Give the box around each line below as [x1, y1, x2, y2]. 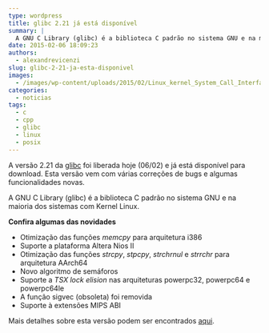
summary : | [8, 26, 45, 34]
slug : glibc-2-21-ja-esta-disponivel [8, 64, 134, 72]
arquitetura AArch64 [19, 258, 88, 267]
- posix [15, 138, 42, 146]
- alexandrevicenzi [15, 57, 81, 65]
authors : [8, 49, 38, 57]
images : [8, 71, 34, 79]
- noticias [15, 94, 52, 102]
